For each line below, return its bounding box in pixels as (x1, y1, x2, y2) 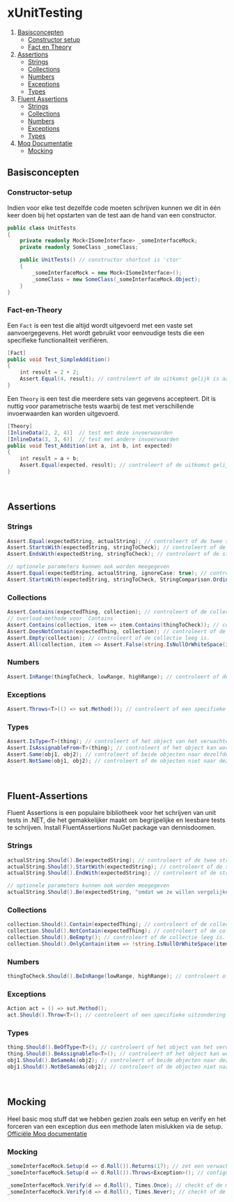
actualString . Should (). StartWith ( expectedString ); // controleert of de (7, 863, 223, 870)
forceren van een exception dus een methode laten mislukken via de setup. (7, 1122, 223, 1130)
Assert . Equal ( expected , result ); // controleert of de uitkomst (19, 462, 210, 469)
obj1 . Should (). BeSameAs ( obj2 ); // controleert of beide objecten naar (7, 1057, 217, 1064)
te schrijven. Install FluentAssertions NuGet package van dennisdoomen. (7, 823, 216, 832)
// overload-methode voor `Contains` (7, 615, 117, 622)
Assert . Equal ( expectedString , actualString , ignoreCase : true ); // (7, 570, 208, 577)
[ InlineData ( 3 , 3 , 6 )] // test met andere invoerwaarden (7, 436, 179, 443)
